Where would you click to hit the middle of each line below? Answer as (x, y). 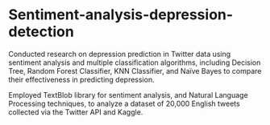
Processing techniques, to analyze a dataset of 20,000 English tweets (124, 103)
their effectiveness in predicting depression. (81, 79)
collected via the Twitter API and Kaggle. (76, 112)
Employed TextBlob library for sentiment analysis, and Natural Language (128, 95)
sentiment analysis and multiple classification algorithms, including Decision (135, 62)
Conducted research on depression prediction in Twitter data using (120, 54)
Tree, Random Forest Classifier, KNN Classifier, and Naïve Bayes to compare (135, 71)
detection (41, 32)
